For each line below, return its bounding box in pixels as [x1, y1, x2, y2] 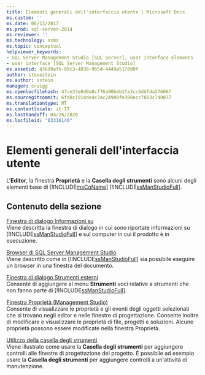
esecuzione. [6, 237, 37, 244]
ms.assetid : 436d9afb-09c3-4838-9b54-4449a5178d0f [6, 66, 139, 72]
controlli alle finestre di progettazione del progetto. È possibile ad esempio [6, 350, 195, 357]
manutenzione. [6, 363, 44, 369]
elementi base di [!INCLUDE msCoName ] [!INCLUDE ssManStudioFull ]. [6, 183, 182, 191]
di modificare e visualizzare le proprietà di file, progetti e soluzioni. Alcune [6, 318, 194, 325]
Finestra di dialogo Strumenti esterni [6, 274, 98, 281]
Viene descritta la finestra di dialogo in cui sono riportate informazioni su [6, 224, 190, 231]
